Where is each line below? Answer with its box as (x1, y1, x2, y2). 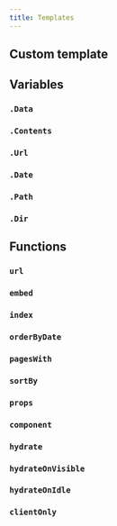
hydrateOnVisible (9, 463, 85, 474)
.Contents (9, 126, 52, 136)
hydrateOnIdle (9, 485, 71, 495)
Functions (9, 240, 67, 255)
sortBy (9, 376, 39, 385)
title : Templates (9, 13, 75, 23)
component (9, 420, 52, 430)
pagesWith (9, 353, 52, 364)
